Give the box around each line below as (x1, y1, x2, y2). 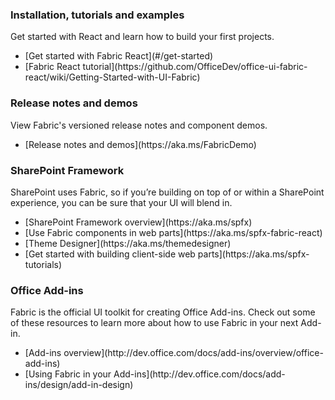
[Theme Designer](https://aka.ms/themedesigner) (24, 237, 232, 249)
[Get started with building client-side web (24, 248, 196, 260)
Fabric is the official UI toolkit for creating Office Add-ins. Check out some (10, 306, 316, 318)
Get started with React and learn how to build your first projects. (10, 31, 275, 43)
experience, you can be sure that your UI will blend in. (10, 196, 233, 208)
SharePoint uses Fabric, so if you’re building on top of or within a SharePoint (10, 186, 325, 198)
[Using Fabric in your (24, 368, 112, 380)
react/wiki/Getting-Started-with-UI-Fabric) (24, 71, 201, 83)
